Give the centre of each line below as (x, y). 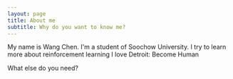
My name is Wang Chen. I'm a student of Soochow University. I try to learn (117, 47)
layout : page (27, 14)
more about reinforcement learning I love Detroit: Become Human (103, 54)
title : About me (31, 20)
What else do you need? (43, 68)
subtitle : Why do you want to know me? (67, 27)
